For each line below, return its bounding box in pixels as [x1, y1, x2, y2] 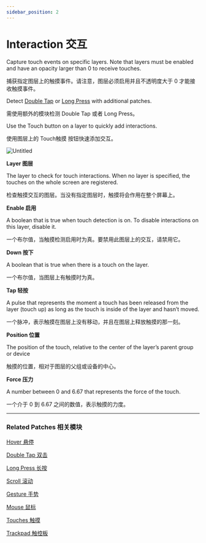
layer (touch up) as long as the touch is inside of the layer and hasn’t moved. [6, 305, 200, 313]
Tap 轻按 [6, 287, 29, 294]
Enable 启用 [6, 204, 37, 212]
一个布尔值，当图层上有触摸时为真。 [6, 274, 98, 281]
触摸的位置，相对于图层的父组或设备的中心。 [6, 363, 120, 370]
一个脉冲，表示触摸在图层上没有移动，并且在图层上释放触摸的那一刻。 [6, 318, 184, 325]
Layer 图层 [6, 160, 34, 167]
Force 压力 [6, 375, 34, 383]
